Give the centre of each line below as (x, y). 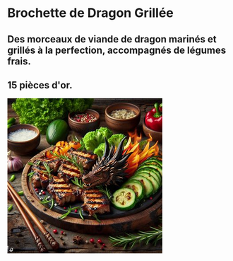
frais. (19, 61)
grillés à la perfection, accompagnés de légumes (117, 50)
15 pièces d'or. (40, 85)
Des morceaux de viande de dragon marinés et (112, 39)
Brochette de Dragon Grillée (91, 13)
